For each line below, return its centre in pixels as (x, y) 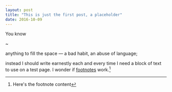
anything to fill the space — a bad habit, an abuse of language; (71, 53)
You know (16, 34)
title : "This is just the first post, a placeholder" (64, 15)
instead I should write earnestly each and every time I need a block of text (83, 64)
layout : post (19, 10)
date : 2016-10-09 (24, 19)
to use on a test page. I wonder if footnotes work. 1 (58, 69)
